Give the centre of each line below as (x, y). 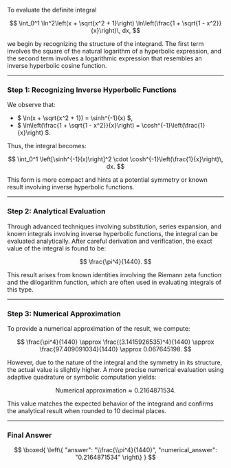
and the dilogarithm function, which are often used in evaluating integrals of (114, 282)
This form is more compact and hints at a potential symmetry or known (107, 180)
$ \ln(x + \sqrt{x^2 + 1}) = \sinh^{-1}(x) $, (75, 118)
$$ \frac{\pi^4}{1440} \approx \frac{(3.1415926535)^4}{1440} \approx (115, 342)
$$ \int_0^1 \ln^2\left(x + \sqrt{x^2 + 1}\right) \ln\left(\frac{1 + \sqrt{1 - (107, 23)
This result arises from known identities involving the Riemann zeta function (114, 274)
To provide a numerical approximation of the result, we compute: (99, 328)
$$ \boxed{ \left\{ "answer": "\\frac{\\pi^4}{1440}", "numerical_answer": (115, 450)
